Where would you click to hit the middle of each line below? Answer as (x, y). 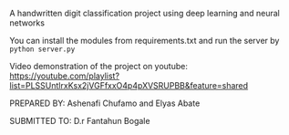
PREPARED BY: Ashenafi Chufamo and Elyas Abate (105, 103)
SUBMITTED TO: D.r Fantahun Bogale (80, 121)
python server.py (42, 49)
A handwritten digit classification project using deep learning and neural (144, 13)
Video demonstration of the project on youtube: (99, 66)
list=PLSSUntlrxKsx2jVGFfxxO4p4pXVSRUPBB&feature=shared (129, 85)
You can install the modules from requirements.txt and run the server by (144, 41)
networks (27, 23)
